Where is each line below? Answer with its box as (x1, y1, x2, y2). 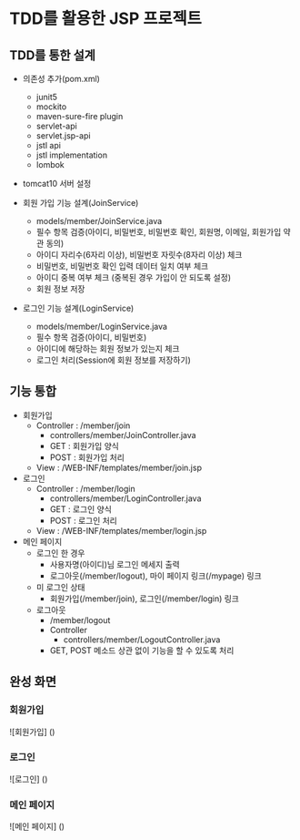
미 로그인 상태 (35, 581, 85, 592)
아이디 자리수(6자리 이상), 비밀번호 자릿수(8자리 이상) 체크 (35, 250, 243, 260)
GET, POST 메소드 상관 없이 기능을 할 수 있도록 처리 (49, 644, 235, 656)
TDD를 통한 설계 (9, 47, 95, 63)
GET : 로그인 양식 (49, 503, 112, 515)
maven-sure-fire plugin (35, 111, 124, 121)
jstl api (35, 140, 62, 150)
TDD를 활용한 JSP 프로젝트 (9, 8, 202, 29)
